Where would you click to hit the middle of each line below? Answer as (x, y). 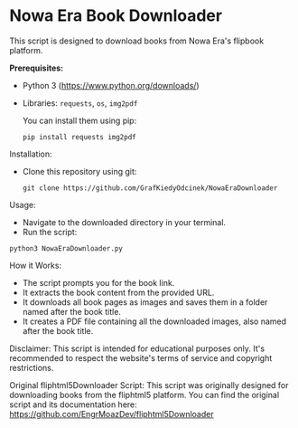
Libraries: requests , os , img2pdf (80, 103)
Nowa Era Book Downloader (116, 16)
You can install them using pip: (79, 120)
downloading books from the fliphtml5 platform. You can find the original (144, 395)
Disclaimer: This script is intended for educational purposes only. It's (137, 348)
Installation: (31, 154)
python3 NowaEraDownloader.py (66, 248)
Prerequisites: (37, 68)
